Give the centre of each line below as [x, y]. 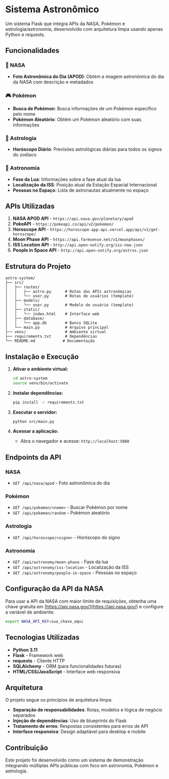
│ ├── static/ [23, 310]
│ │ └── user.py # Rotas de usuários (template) [70, 296]
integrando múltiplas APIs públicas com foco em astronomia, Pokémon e [82, 766]
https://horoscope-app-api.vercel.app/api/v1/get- [105, 230]
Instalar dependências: [38, 393]
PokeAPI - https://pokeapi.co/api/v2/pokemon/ [63, 224]
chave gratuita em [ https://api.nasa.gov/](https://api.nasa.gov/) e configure [84, 606]
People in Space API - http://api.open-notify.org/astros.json [80, 250]
